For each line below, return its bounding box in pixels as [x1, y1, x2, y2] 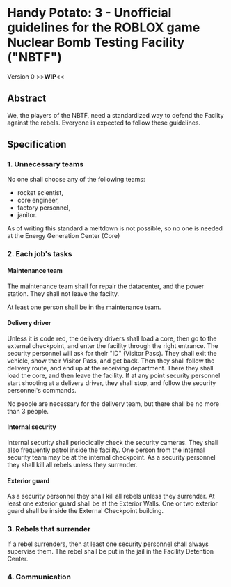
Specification [7, 139, 67, 150]
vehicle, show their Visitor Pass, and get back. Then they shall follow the [7, 357, 215, 365]
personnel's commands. [7, 386, 77, 394]
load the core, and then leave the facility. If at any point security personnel [7, 371, 221, 379]
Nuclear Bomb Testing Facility [7, 35, 185, 50]
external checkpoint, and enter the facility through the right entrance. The [7, 341, 218, 350]
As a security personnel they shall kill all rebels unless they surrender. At [7, 492, 215, 501]
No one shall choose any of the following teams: [7, 175, 145, 184]
